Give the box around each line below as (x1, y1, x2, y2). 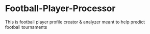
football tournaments (5, 24, 48, 30)
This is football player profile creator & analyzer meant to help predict (5, 19, 145, 25)
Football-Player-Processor (5, 3, 116, 14)
